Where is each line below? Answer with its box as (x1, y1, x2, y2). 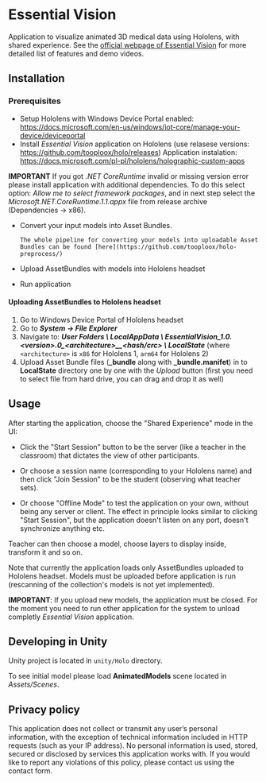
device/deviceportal (19, 130, 86, 140)
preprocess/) (19, 250, 64, 257)
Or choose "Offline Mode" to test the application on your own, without (19, 498, 249, 508)
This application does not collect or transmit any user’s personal (8, 724, 218, 734)
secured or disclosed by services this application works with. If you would (8, 749, 250, 759)
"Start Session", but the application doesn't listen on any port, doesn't (19, 515, 249, 525)
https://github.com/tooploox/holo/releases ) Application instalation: (19, 147, 237, 157)
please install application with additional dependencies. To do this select (8, 180, 245, 189)
